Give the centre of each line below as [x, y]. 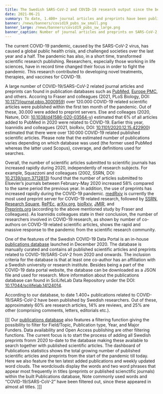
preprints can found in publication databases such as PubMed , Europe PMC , [81, 91]
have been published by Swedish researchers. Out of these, [98, 300]
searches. [15, 153]
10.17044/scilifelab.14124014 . [34, 285]
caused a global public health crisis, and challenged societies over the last [79, 51]
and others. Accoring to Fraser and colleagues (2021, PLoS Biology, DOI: [78, 97]
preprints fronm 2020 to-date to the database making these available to [77, 340]
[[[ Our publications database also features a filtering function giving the [77, 320]
